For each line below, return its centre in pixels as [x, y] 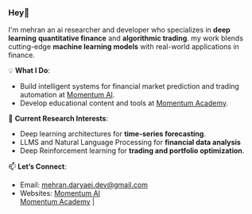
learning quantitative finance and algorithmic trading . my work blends [126, 38]
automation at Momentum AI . [67, 95]
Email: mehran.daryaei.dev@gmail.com [84, 185]
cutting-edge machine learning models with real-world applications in [124, 47]
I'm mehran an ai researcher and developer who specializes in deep [119, 30]
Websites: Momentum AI [60, 193]
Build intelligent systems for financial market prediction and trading [130, 86]
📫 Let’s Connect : [38, 166]
